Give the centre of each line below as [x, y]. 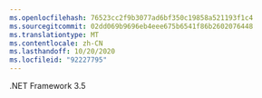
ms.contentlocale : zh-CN [56, 43]
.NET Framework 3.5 [48, 86]
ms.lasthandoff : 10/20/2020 [63, 52]
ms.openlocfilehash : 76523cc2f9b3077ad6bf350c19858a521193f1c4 [131, 18]
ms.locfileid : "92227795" [58, 60]
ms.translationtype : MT [54, 34]
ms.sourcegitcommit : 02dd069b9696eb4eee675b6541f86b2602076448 [131, 26]
